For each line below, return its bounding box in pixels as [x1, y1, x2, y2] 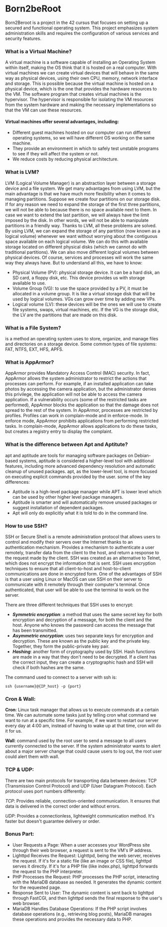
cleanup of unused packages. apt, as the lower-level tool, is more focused [5, 468, 158, 474]
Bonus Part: [5, 831, 34, 838]
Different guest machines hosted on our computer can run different [12, 129, 151, 135]
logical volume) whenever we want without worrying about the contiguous [5, 233, 158, 239]
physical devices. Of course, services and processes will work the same [5, 254, 154, 260]
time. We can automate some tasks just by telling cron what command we [5, 712, 157, 718]
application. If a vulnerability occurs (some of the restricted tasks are [5, 397, 147, 403]
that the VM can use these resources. [5, 107, 82, 113]
